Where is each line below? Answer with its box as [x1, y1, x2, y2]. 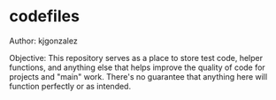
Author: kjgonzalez [9, 35, 78, 46]
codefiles [9, 6, 80, 27]
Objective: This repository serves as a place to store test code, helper [9, 52, 264, 63]
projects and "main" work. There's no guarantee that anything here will [9, 71, 268, 81]
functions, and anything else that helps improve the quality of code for [9, 62, 265, 73]
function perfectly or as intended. [9, 81, 131, 91]
